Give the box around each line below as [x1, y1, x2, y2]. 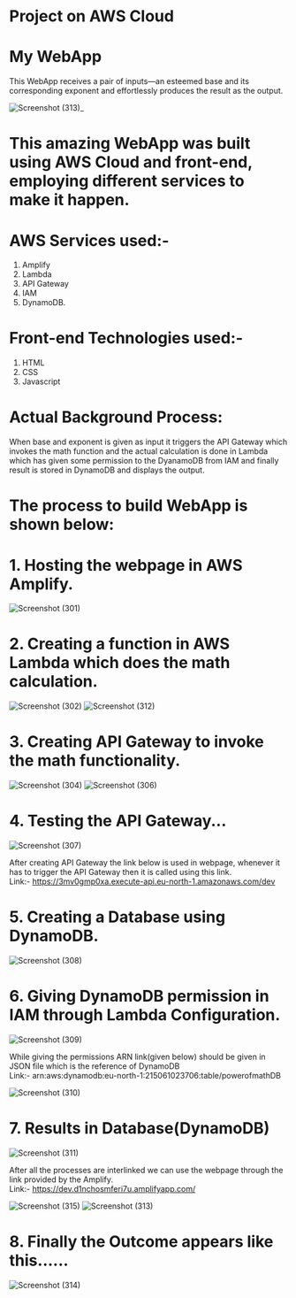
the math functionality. [9, 750, 181, 771]
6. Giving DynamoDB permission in [9, 987, 269, 1006]
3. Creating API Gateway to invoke [9, 732, 265, 752]
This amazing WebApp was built [9, 134, 251, 154]
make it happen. [9, 190, 130, 210]
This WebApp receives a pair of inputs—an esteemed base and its [9, 76, 250, 87]
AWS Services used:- [9, 230, 170, 250]
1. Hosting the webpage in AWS [9, 555, 243, 575]
